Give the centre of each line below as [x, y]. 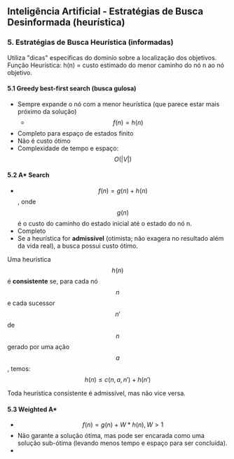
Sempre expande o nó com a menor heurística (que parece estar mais [118, 104]
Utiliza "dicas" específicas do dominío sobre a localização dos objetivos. [112, 57]
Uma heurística [29, 260]
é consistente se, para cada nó [53, 281]
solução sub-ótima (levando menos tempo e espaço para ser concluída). [122, 443]
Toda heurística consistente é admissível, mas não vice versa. [96, 393]
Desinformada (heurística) [66, 23]
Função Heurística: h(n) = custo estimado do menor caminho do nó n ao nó [116, 65]
